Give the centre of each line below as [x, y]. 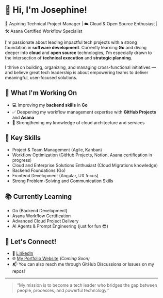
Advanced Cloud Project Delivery [45, 221]
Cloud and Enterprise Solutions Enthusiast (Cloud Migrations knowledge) [85, 165]
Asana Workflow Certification [41, 216]
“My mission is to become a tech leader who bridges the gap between [87, 285]
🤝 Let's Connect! [31, 241]
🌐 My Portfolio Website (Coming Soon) [51, 259]
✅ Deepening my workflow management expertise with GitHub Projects [84, 112]
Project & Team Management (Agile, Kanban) [57, 149]
